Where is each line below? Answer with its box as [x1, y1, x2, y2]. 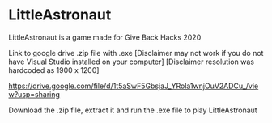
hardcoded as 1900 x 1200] [8, 65, 100, 74]
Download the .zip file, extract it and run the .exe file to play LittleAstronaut [8, 105, 257, 115]
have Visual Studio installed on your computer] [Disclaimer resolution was [8, 57, 255, 66]
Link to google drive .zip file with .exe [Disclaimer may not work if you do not [8, 48, 264, 57]
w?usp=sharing [8, 89, 61, 99]
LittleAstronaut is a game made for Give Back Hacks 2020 [8, 32, 202, 42]
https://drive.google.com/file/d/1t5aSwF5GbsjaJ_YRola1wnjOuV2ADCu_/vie [8, 81, 259, 91]
